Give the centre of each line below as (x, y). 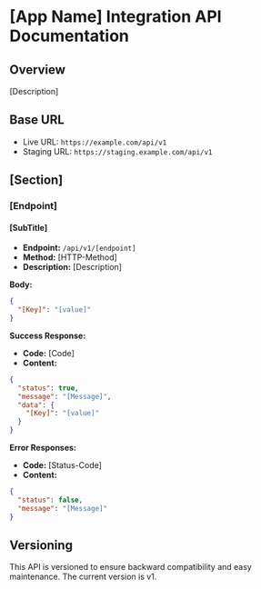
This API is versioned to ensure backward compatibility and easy (130, 567)
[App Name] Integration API (115, 17)
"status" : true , (48, 388)
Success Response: (48, 335)
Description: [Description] (72, 267)
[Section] (36, 180)
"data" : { (36, 405)
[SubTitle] (29, 227)
